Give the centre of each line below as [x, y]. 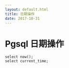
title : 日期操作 [20, 14]
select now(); [19, 57]
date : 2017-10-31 [22, 18]
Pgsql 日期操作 [34, 44]
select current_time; [27, 61]
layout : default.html [27, 9]
